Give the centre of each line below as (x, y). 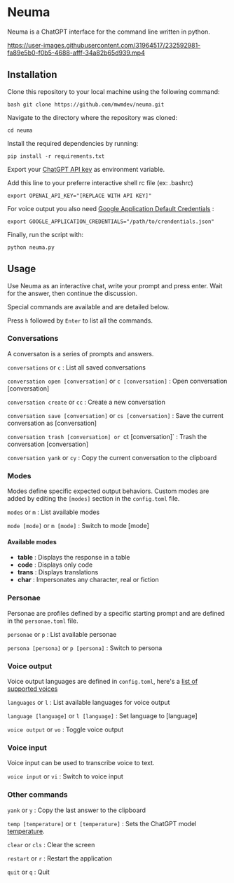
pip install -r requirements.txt (56, 156)
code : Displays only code (55, 565)
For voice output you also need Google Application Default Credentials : (111, 208)
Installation (32, 75)
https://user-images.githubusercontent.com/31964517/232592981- (104, 45)
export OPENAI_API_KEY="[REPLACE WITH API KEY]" (80, 196)
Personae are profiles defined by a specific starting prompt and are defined (116, 613)
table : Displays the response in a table (74, 558)
